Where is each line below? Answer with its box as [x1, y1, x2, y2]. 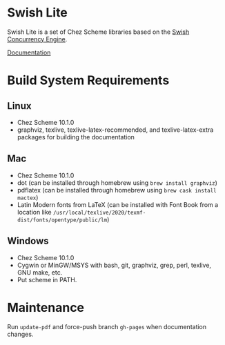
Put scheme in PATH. [17, 275, 77, 284]
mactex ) [17, 193, 39, 201]
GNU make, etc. [17, 268, 63, 277]
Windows [7, 235, 49, 247]
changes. [7, 330, 34, 338]
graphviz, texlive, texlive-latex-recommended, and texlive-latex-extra [17, 126, 214, 134]
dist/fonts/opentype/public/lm [17, 216, 108, 224]
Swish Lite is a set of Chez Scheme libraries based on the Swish [7, 28, 190, 36]
